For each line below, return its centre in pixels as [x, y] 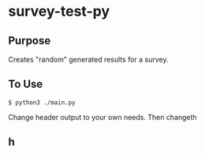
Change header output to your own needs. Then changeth [102, 117]
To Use [26, 84]
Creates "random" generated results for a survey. [88, 59]
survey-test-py [59, 11]
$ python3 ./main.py [42, 102]
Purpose [30, 41]
